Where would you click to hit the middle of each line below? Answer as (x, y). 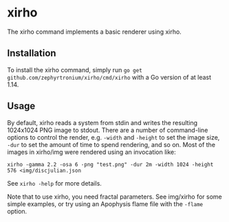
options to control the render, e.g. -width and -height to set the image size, (113, 137)
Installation (32, 53)
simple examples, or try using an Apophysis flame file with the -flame (105, 203)
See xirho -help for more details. (54, 183)
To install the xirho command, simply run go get (75, 69)
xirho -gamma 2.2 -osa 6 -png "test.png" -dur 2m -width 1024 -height (110, 164)
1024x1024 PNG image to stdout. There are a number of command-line (108, 130)
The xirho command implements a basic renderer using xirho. (95, 32)
